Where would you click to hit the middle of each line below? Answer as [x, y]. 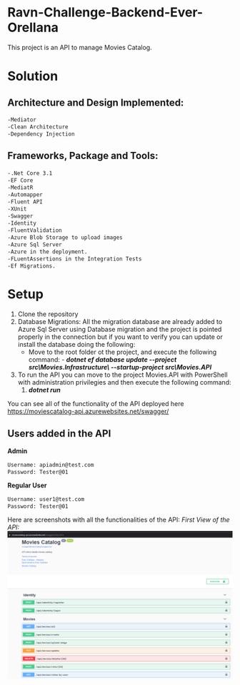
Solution [33, 76]
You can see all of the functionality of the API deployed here [96, 403]
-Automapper [25, 194]
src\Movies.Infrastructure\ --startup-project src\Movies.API [120, 367]
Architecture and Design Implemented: [96, 102]
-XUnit [17, 209]
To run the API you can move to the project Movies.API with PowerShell [122, 375]
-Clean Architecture [38, 127]
